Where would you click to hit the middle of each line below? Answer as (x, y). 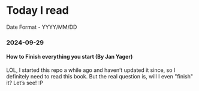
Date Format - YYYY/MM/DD (42, 27)
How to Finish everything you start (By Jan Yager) (70, 57)
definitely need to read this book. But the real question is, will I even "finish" (100, 77)
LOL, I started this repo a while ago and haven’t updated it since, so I (91, 70)
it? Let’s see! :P (25, 83)
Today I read (37, 10)
